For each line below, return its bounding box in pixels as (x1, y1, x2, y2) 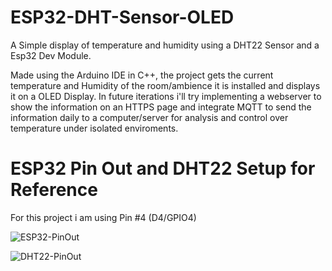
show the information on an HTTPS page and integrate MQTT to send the (10, 101, 312, 113)
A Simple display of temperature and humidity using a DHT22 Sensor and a (10, 39, 320, 51)
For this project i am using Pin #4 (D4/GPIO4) (10, 211, 197, 223)
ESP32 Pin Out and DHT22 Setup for (10, 157, 316, 180)
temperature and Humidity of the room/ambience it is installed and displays (10, 79, 321, 91)
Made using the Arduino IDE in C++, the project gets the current (10, 69, 274, 81)
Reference (10, 179, 98, 201)
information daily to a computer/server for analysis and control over (10, 111, 289, 123)
